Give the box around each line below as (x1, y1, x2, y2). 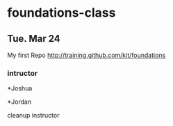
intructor (7, 68, 38, 78)
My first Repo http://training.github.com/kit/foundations (7, 51, 166, 59)
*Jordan (7, 97, 32, 106)
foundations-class (7, 5, 116, 21)
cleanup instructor (7, 111, 60, 120)
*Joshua (7, 84, 33, 93)
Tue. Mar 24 (7, 33, 60, 45)
